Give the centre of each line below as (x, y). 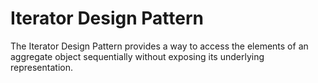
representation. (41, 67)
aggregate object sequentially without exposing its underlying (137, 56)
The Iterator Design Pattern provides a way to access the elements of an (159, 46)
